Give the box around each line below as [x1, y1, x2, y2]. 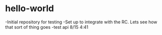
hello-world [5, 3, 54, 14]
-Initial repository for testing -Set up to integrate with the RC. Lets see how [5, 19, 158, 25]
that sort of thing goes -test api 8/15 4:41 [5, 24, 88, 30]
